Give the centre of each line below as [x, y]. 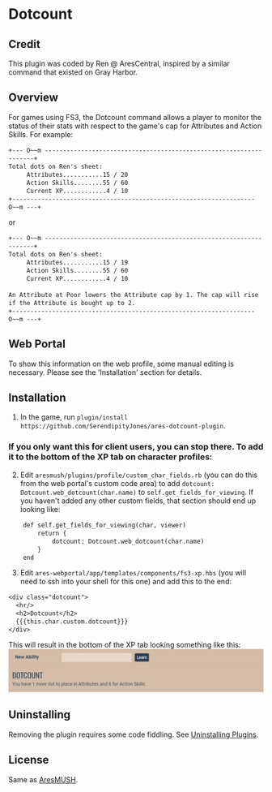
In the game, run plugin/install [74, 417]
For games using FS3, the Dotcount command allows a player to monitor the [135, 117]
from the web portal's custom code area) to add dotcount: [117, 483]
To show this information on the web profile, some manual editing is [121, 364]
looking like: [40, 509]
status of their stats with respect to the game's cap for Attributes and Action [135, 126]
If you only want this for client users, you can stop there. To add [136, 447]
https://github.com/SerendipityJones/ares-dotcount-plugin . [123, 426]
